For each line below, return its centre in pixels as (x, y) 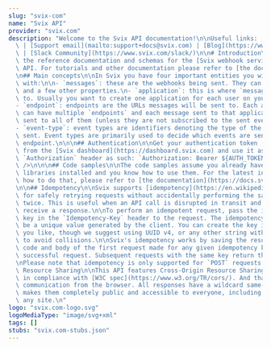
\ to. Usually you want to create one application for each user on (133, 98)
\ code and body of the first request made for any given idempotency (137, 248)
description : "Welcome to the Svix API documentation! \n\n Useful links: (133, 38)
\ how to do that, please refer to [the (84, 181)
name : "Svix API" (38, 23)
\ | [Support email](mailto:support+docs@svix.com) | (108, 46)
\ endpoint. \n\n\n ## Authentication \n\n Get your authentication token (137, 143)
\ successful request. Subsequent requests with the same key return (135, 255)
